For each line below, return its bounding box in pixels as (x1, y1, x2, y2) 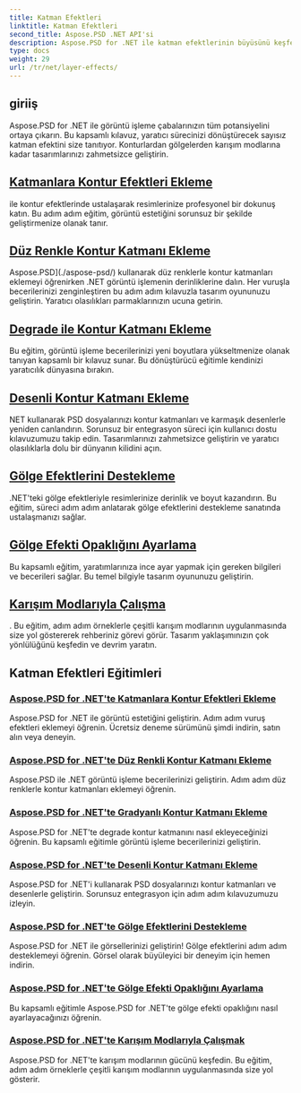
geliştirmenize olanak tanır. (9, 217, 109, 228)
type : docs (9, 47, 50, 56)
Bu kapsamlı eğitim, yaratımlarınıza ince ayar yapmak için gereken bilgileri (9, 561, 281, 572)
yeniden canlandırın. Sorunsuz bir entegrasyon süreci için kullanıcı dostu (9, 423, 278, 435)
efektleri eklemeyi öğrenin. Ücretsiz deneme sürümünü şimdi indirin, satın (9, 722, 280, 733)
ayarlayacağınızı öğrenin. (9, 1011, 102, 1022)
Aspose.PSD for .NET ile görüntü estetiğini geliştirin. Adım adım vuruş (9, 713, 266, 724)
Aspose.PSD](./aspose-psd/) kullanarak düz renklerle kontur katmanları (9, 267, 273, 278)
